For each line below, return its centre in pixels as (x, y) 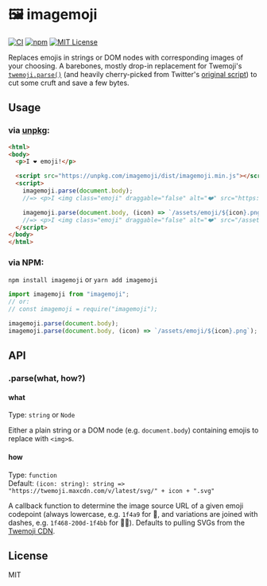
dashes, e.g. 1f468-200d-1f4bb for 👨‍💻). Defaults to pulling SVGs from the (126, 522)
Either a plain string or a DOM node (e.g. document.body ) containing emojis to (133, 430)
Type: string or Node (42, 415)
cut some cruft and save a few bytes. (69, 83)
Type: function (33, 475)
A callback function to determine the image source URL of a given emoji (126, 506)
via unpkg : (29, 130)
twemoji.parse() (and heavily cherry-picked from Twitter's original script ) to (133, 74)
